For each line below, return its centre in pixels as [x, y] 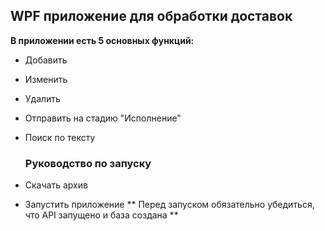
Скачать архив [56, 185]
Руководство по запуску [88, 163]
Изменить [46, 79]
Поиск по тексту [60, 137]
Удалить [42, 98]
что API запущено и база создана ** [101, 215]
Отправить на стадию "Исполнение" [103, 118]
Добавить [46, 60]
